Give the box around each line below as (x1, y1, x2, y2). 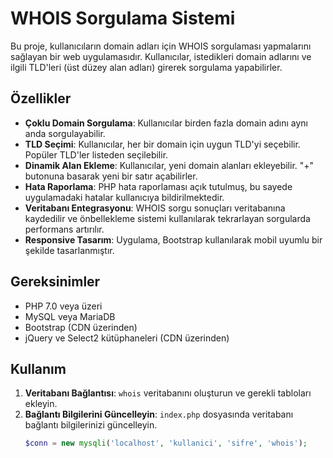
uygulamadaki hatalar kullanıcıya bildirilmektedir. (24, 191, 225, 203)
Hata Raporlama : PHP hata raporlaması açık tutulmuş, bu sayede (24, 180, 293, 192)
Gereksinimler (10, 273, 101, 291)
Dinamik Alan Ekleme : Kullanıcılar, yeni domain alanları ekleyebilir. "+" (24, 159, 315, 171)
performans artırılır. (24, 223, 105, 235)
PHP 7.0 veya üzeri (24, 300, 103, 312)
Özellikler (10, 90, 72, 107)
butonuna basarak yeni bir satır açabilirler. (24, 170, 198, 182)
